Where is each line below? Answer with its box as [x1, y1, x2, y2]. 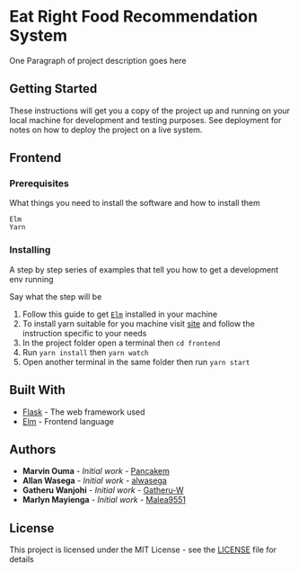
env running [9, 273, 54, 284]
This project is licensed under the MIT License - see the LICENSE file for [9, 544, 276, 555]
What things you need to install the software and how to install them [9, 198, 260, 209]
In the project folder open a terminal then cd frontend [22, 337, 221, 348]
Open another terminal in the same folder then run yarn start [22, 356, 250, 367]
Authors [9, 442, 57, 457]
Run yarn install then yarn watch [22, 346, 149, 357]
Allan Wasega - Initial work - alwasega [22, 475, 168, 487]
